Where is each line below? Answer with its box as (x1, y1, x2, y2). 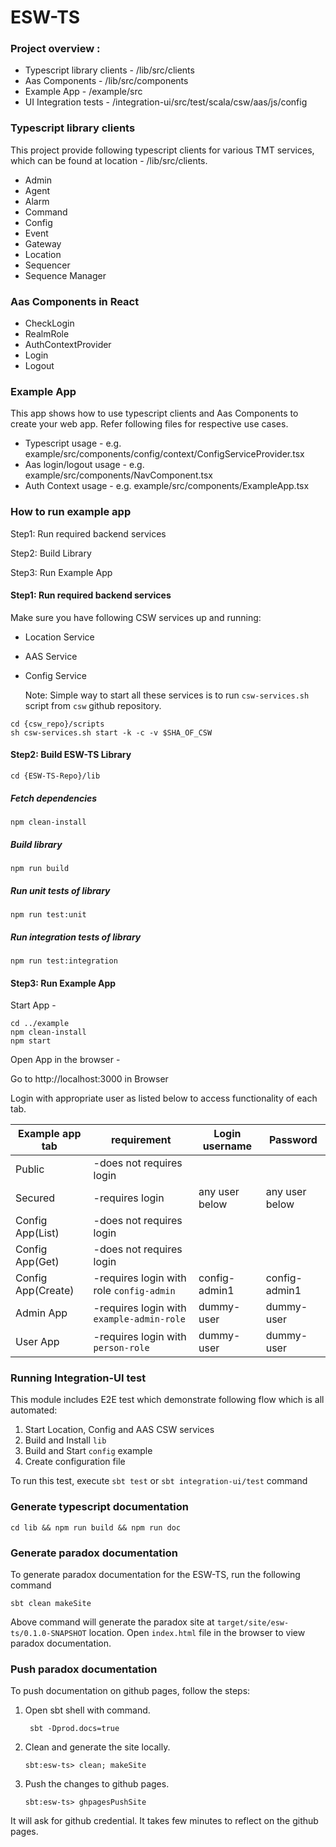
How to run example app (10, 505, 132, 519)
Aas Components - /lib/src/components (24, 75, 189, 87)
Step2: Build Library (10, 547, 92, 559)
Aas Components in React (10, 294, 140, 308)
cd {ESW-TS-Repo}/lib (10, 771, 101, 781)
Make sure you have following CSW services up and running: (10, 611, 262, 623)
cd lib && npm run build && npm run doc (10, 1522, 182, 1533)
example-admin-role (93, 1314, 186, 1325)
